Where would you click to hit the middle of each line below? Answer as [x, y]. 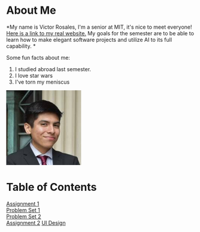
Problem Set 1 [23, 210]
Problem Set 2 [24, 216]
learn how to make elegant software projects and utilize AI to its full [89, 39]
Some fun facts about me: [38, 57]
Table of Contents [51, 187]
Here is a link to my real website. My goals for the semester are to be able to [100, 33]
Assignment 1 [23, 203]
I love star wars [34, 75]
